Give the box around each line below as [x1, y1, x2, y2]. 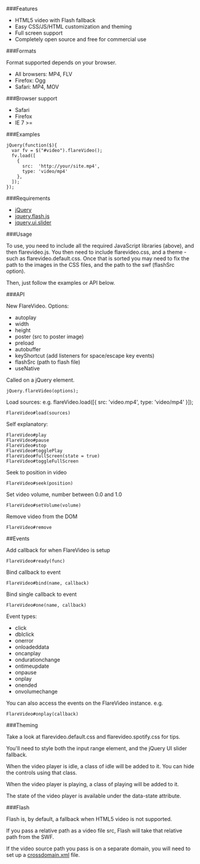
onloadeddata [14, 643, 50, 650]
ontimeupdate [14, 662, 50, 670]
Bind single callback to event [6, 591, 77, 598]
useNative [14, 365, 40, 372]
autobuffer [14, 346, 41, 352]
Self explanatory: [6, 421, 48, 427]
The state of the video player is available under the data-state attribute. [6, 792, 181, 799]
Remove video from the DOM [6, 513, 78, 520]
